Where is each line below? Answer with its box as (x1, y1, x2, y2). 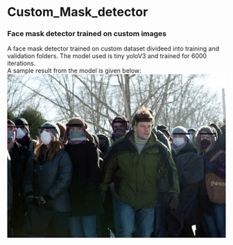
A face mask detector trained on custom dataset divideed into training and (7, 44, 220, 53)
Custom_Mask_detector (7, 4, 148, 20)
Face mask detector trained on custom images (7, 29, 166, 39)
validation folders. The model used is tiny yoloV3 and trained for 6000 (7, 52, 207, 60)
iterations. (7, 60, 36, 68)
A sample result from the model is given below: (7, 66, 142, 75)
